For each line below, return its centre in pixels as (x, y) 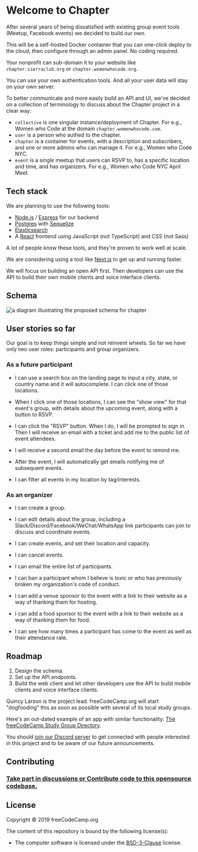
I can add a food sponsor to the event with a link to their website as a (99, 613)
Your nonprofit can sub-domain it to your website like (71, 62)
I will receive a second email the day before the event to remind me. (98, 450)
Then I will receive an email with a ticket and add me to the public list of (102, 432)
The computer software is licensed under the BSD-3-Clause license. (98, 842)
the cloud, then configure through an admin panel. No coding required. (92, 51)
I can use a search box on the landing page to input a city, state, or (96, 377)
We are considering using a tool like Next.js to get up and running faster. (94, 259)
